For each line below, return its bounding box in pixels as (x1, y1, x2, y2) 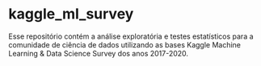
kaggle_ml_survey (8, 5, 134, 23)
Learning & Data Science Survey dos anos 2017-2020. (8, 48, 188, 58)
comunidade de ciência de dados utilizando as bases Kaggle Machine (8, 39, 241, 49)
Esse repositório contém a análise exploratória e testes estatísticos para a (8, 31, 254, 41)
